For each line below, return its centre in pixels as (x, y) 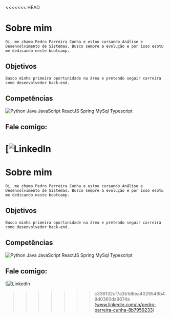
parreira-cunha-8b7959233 (124, 310)
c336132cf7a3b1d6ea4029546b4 (130, 293)
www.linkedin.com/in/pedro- (126, 304)
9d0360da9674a (112, 299)
